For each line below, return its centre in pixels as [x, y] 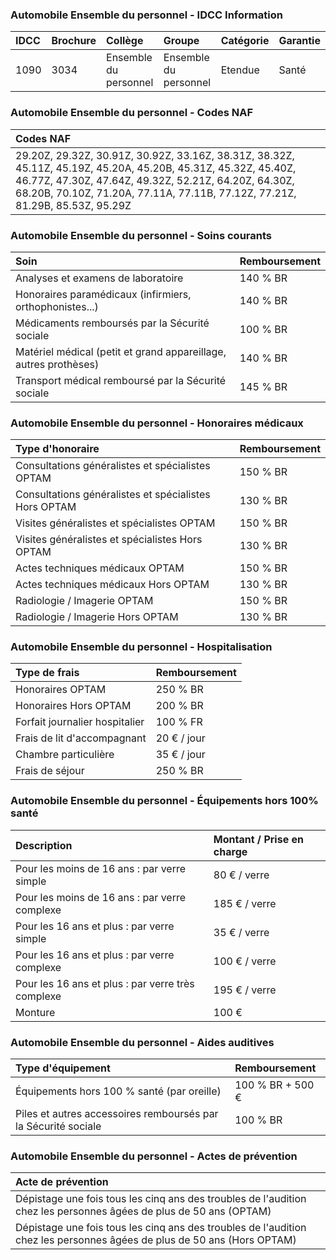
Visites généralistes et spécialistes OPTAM [115, 523]
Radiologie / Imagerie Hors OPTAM [97, 617]
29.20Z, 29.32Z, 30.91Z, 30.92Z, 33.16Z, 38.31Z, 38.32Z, [155, 155]
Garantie [299, 41]
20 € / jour [180, 738]
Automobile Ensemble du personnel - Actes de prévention [154, 1156]
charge [230, 851]
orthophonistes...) [57, 306]
